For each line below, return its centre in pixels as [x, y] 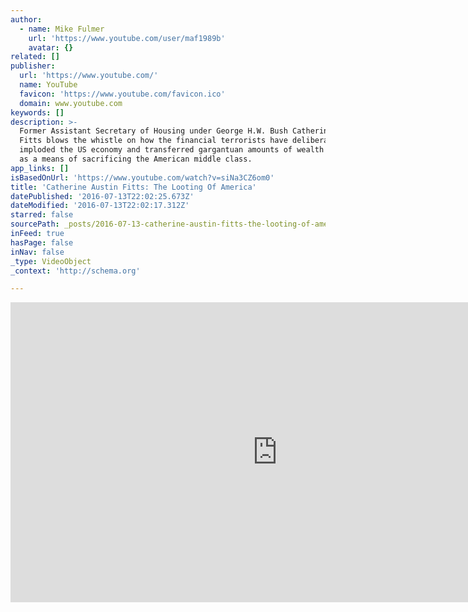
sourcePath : [35, 224]
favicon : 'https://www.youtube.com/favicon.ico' [122, 94]
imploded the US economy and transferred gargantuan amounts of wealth [172, 150]
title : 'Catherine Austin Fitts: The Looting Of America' [133, 187]
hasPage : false [42, 242]
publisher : [33, 66]
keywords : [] [37, 112]
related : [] [35, 57]
